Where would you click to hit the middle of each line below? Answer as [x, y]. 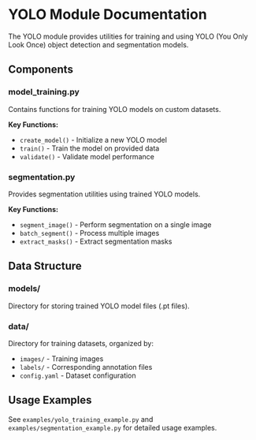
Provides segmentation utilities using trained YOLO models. [104, 194]
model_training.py [44, 92]
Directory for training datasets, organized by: [81, 343]
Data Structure [45, 266]
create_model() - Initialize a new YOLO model [93, 140]
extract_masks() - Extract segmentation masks [96, 241]
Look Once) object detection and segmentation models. [98, 44]
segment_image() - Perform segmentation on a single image [115, 224]
